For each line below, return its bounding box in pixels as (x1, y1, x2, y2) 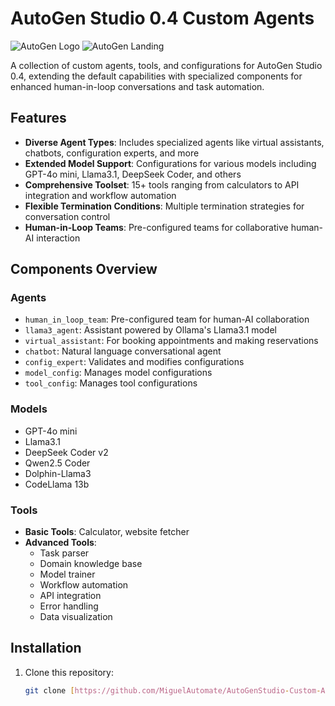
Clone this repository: (24, 666, 114, 678)
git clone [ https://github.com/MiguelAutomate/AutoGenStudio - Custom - (24, 685, 322, 696)
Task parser (39, 547, 90, 559)
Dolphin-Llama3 (24, 467, 92, 479)
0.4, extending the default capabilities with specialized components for (10, 70, 303, 82)
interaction (36, 232, 81, 244)
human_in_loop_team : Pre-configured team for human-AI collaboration (24, 313, 310, 326)
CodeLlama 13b (24, 478, 90, 490)
